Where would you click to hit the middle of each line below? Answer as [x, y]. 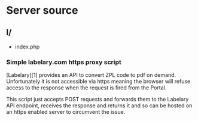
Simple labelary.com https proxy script [64, 62]
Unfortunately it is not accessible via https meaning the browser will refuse [98, 82]
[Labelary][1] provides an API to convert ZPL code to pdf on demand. [91, 75]
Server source [42, 10]
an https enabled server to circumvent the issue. [66, 112]
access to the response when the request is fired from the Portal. [86, 88]
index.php [27, 46]
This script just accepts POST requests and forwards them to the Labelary [98, 100]
